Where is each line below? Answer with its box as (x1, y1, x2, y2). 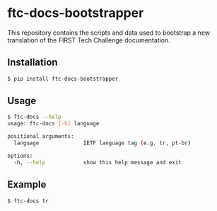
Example (7, 178, 47, 190)
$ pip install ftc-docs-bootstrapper (7, 75, 119, 82)
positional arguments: (7, 133, 74, 140)
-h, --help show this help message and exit (13, 159, 182, 166)
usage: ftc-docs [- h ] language (7, 120, 100, 127)
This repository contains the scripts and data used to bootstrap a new (7, 28, 211, 37)
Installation (7, 57, 58, 69)
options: (7, 152, 33, 159)
